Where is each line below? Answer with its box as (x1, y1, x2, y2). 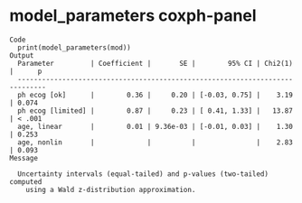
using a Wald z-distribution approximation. (25, 185, 196, 194)
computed (9, 177, 42, 186)
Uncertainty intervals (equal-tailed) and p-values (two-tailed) (17, 169, 269, 179)
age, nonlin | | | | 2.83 (17, 137, 294, 147)
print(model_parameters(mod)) (17, 42, 131, 52)
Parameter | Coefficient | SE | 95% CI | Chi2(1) (17, 59, 294, 68)
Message (9, 153, 39, 162)
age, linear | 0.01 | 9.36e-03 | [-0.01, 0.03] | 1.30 (17, 122, 294, 131)
